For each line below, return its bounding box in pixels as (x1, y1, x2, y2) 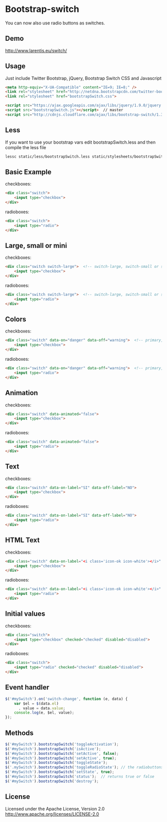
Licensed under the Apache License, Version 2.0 (5, 806, 105, 812)
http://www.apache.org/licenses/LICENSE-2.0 (5, 811, 99, 817)
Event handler (5, 683, 50, 692)
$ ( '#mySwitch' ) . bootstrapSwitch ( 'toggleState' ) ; (5, 760, 108, 765)
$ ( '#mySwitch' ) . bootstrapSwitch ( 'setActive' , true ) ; (5, 755, 117, 761)
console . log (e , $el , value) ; (14, 710, 75, 715)
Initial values (5, 610, 46, 618)
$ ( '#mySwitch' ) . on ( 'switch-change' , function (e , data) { (5, 696, 128, 701)
